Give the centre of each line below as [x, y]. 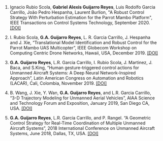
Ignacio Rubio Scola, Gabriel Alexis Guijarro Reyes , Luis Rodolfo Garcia [82, 7]
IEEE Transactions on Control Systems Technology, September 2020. [80, 23]
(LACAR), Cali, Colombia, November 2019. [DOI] [58, 83]
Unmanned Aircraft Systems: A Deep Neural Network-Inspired [73, 73]
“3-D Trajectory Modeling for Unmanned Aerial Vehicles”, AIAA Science [82, 98]
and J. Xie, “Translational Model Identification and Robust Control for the [83, 43]
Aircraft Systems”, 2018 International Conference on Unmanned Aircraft [82, 128]
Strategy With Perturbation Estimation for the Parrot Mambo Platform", [81, 17]
